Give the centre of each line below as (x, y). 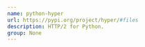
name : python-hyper (36, 13)
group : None (24, 33)
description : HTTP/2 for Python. (56, 26)
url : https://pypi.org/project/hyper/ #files (73, 20)
